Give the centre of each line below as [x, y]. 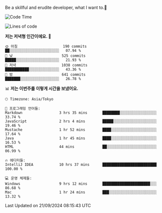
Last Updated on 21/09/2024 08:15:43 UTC [48, 205]
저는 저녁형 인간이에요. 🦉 [28, 36]
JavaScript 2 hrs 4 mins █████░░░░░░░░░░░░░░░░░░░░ [81, 121]
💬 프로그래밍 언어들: [23, 109]
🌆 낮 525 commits [45, 56]
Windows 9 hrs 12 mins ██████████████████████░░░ [81, 184]
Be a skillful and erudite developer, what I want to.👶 [56, 8]
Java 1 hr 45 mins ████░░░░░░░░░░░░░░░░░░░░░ [81, 138]
